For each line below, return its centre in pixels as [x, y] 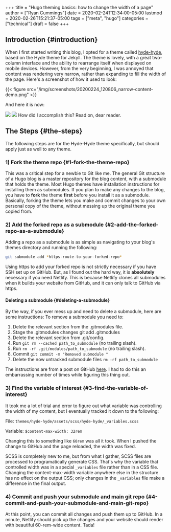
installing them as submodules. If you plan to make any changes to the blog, [85, 189]
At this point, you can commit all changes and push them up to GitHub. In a [84, 514]
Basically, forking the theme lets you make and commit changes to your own [86, 200]
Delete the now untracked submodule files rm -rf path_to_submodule [85, 360]
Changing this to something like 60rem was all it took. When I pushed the [81, 441]
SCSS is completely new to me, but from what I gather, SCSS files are [78, 456]
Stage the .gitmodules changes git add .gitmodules [66, 332]
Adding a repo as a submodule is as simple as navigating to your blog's [80, 242]
